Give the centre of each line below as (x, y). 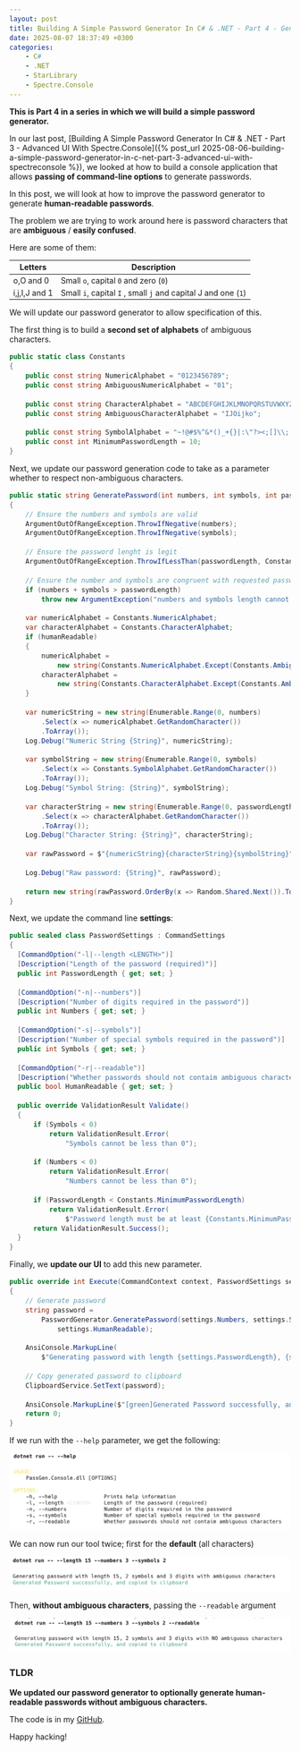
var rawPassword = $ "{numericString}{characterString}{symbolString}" (159, 854)
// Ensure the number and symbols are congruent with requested (147, 580)
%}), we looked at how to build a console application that (173, 166)
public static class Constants (67, 357)
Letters (33, 268)
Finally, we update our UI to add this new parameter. (106, 1264)
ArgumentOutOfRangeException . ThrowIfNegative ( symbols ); (132, 533)
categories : (31, 47)
